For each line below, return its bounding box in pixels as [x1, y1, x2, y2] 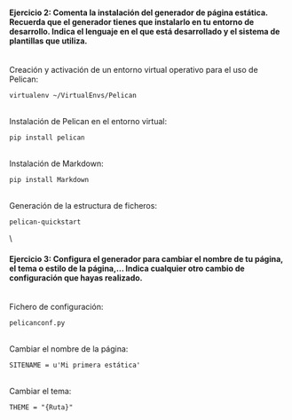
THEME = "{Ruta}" [9, 403, 74, 412]
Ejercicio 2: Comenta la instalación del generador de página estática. [9, 7, 268, 18]
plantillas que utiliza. [9, 36, 88, 46]
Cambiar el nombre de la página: [9, 344, 129, 354]
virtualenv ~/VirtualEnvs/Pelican [9, 91, 138, 100]
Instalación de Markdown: [9, 158, 104, 169]
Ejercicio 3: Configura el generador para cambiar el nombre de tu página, [9, 253, 284, 264]
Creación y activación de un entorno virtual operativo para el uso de [9, 65, 259, 75]
